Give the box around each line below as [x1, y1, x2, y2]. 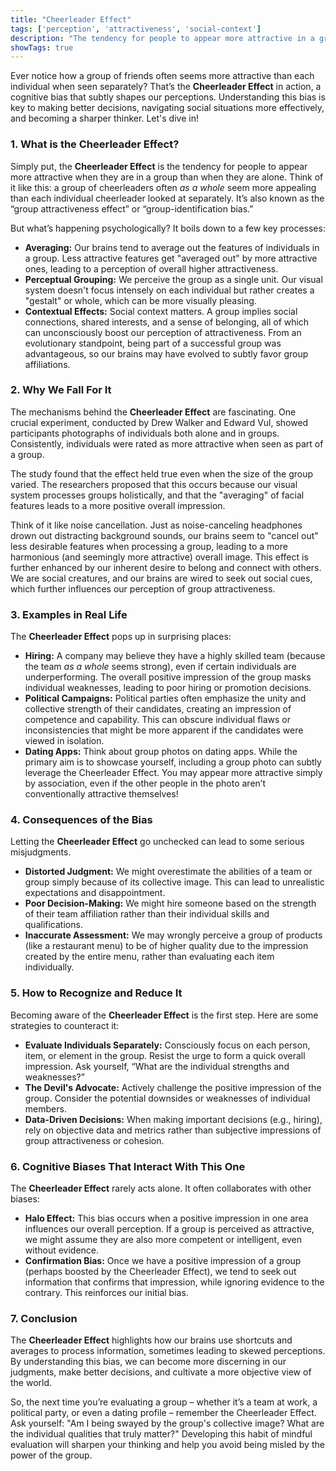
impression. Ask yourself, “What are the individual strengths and [24, 1060, 290, 1072]
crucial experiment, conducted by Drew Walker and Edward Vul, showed [10, 416, 309, 428]
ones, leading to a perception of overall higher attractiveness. [24, 262, 279, 275]
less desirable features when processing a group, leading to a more [10, 540, 288, 552]
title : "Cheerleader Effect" [10, 14, 132, 25]
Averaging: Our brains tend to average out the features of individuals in [24, 241, 320, 253]
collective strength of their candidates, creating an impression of [24, 703, 292, 715]
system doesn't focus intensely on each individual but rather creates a [24, 284, 315, 296]
